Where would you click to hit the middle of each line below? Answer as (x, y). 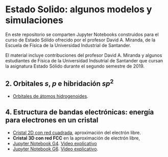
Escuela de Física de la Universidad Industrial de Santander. (68, 45)
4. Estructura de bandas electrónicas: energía (80, 112)
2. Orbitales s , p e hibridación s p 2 (59, 83)
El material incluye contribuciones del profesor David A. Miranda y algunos (84, 55)
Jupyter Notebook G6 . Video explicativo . (55, 149)
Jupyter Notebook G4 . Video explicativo (55, 143)
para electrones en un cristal (52, 120)
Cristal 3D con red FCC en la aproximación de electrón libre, (76, 138)
